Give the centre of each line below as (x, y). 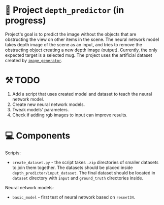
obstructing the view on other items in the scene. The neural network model (82, 39)
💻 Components (38, 136)
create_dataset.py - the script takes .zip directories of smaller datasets (85, 162)
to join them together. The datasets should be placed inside (72, 168)
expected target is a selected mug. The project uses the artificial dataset (79, 55)
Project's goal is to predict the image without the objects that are (71, 34)
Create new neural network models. (49, 104)
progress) (26, 20)
